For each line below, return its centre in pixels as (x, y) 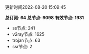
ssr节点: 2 (22, 46)
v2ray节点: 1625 (28, 34)
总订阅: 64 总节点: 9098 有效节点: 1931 (44, 18)
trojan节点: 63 (26, 40)
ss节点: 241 (23, 28)
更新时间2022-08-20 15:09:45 (35, 7)
